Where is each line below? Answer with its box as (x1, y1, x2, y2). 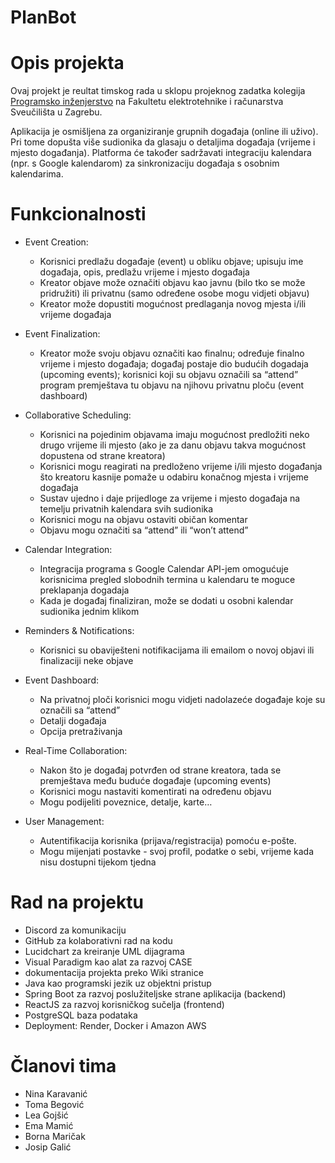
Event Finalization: (24, 328, 101, 340)
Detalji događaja (39, 715, 107, 727)
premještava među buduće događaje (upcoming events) (39, 775, 272, 787)
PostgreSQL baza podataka (24, 1009, 138, 1021)
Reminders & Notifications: (24, 625, 135, 637)
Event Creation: (24, 236, 89, 248)
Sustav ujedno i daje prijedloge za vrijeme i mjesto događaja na (39, 492, 301, 505)
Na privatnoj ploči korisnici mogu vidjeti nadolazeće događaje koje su (39, 694, 326, 706)
